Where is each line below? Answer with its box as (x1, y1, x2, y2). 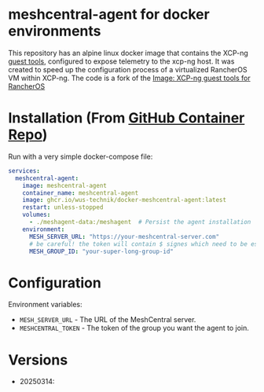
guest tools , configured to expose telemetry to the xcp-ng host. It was (8, 57, 235, 66)
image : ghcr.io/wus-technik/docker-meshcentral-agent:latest (22, 196, 226, 204)
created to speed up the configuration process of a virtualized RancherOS (8, 64, 247, 74)
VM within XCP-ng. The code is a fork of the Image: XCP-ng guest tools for (8, 73, 251, 82)
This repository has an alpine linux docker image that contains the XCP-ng (8, 48, 249, 57)
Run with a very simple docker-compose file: (8, 152, 153, 161)
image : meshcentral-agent (22, 181, 108, 189)
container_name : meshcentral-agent (22, 189, 139, 197)
